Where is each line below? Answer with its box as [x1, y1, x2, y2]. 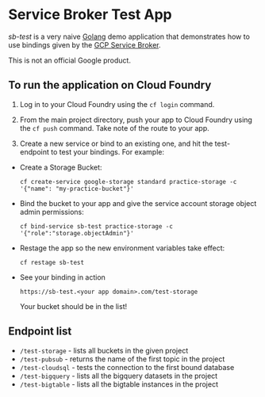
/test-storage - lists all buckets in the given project [19, 345, 189, 355]
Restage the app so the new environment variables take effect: [19, 243, 225, 253]
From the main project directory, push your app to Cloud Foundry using [19, 115, 252, 124]
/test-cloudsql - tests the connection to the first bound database [19, 362, 235, 372]
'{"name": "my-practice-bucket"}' [19, 185, 134, 193]
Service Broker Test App [8, 6, 172, 24]
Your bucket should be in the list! [19, 301, 128, 311]
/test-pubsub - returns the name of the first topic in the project [19, 354, 225, 364]
